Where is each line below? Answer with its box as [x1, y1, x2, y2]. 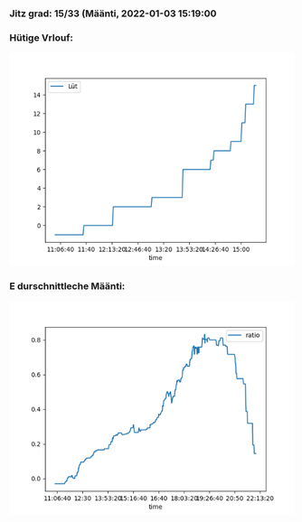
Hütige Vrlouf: [9, 31, 74, 43]
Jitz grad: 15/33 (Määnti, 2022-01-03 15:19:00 [9, 7, 217, 20]
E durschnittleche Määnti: [9, 280, 126, 293]
